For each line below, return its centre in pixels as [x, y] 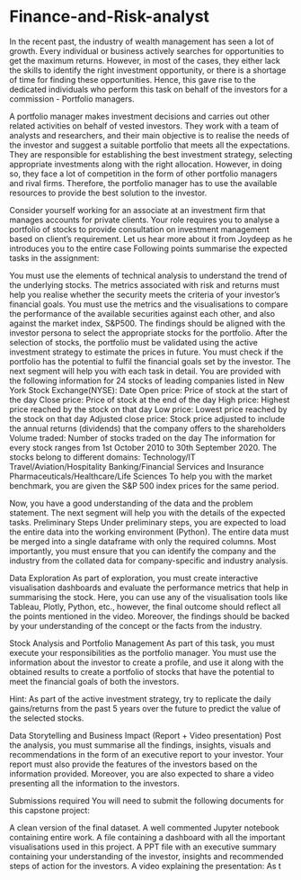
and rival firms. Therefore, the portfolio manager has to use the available [143, 183]
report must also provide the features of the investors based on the [133, 764]
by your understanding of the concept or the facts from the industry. [136, 625]
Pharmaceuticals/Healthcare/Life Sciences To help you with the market [141, 476]
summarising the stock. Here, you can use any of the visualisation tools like [149, 597]
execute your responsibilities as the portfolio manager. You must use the [143, 652]
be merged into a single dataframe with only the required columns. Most [143, 541]
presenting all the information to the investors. [94, 783]
